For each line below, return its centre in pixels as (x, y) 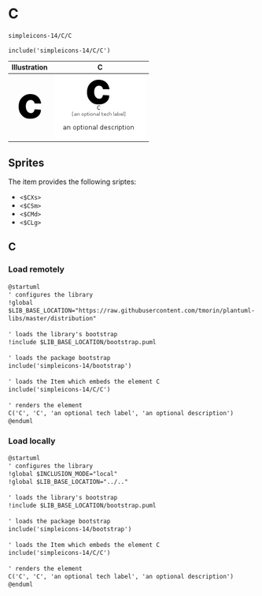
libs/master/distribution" (52, 318)
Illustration (30, 67)
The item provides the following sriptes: (72, 182)
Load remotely (37, 269)
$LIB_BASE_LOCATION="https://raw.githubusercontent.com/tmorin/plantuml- (132, 310)
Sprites (26, 163)
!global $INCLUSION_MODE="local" (63, 474)
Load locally (32, 440)
